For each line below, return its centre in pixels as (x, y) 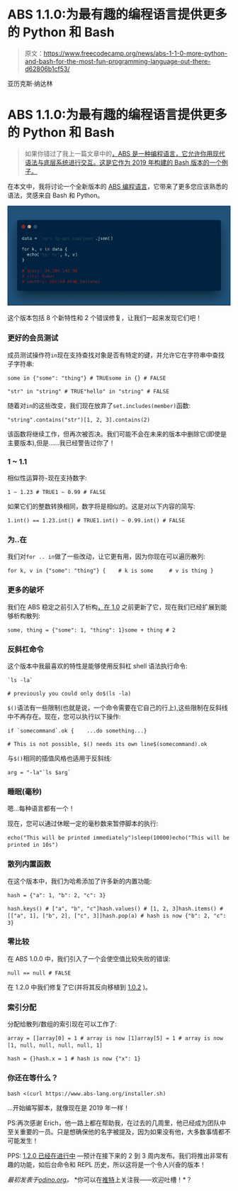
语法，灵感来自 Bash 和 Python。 (56, 195)
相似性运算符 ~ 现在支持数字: (47, 478)
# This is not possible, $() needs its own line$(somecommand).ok (107, 744)
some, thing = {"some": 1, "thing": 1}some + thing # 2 (91, 630)
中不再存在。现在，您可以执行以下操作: (64, 716)
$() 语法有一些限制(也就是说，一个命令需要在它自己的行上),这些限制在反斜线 (118, 708)
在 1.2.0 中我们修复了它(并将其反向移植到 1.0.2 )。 (80, 987)
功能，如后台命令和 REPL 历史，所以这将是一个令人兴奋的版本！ (113, 1165)
